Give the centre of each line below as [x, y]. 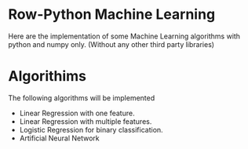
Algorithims [47, 76]
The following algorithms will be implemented [82, 98]
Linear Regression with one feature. [77, 113]
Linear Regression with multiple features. [86, 121]
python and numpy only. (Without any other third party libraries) [111, 44]
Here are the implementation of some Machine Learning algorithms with [124, 36]
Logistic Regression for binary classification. [91, 129]
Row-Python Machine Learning [112, 15]
